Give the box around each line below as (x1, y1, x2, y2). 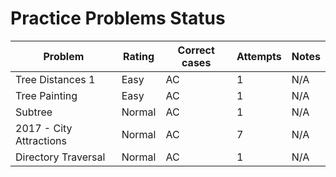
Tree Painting (15, 88, 78, 102)
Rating (123, 49, 155, 63)
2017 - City (15, 121, 73, 135)
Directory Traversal (15, 150, 106, 164)
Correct (177, 43, 215, 57)
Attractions (15, 133, 67, 147)
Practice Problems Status (10, 7, 226, 30)
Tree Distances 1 (15, 72, 96, 86)
